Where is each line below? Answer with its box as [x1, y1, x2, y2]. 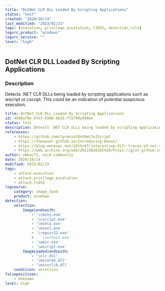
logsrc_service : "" [5, 35, 45, 40]
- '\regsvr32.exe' [31, 230, 69, 236]
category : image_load [14, 189, 58, 194]
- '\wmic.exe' [31, 240, 60, 245]
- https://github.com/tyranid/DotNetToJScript [14, 134, 111, 139]
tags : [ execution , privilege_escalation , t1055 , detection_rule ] [5, 26, 141, 31]
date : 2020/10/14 [5, 157, 41, 162]
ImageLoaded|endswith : [23, 249, 69, 254]
